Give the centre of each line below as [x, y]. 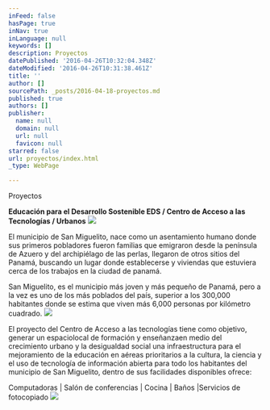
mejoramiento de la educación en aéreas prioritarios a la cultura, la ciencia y [135, 355]
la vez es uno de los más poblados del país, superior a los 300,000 [120, 295]
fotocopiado [29, 397]
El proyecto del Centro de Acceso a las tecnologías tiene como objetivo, [128, 329]
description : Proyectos [48, 53]
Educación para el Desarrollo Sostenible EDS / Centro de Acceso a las [127, 211]
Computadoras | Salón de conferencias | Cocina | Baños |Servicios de [125, 387]
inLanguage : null [37, 38]
